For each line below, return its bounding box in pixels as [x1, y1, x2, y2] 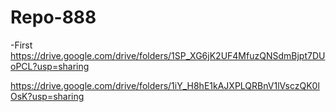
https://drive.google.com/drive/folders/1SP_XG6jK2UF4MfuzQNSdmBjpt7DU [10, 49, 326, 61]
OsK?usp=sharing [10, 90, 85, 102]
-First [10, 39, 33, 51]
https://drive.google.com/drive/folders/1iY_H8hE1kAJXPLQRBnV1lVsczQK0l [10, 79, 320, 91]
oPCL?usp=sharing [10, 60, 90, 72]
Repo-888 [10, 6, 97, 29]
